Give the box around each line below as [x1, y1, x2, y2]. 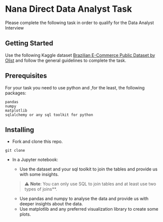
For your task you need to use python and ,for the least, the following [5, 84, 145, 90]
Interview [5, 25, 24, 30]
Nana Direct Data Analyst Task [5, 3, 132, 15]
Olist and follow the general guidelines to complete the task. [5, 57, 127, 63]
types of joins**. [24, 186, 57, 192]
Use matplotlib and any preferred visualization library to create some [19, 206, 159, 212]
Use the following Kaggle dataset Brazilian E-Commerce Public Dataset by [5, 52, 156, 58]
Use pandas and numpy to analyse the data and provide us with [19, 195, 149, 202]
